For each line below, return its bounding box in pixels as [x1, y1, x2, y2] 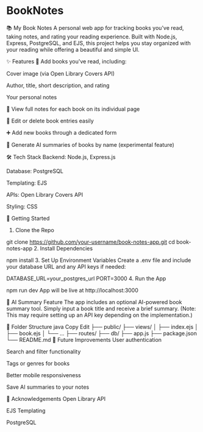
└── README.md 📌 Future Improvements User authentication [6, 336, 162, 343]
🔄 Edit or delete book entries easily [6, 117, 94, 124]
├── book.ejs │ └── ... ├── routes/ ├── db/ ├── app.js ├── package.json [6, 330, 197, 337]
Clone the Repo [15, 226, 55, 233]
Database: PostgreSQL [6, 167, 64, 174]
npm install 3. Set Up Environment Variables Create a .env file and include [6, 257, 191, 264]
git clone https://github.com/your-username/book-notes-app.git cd [6, 238, 176, 246]
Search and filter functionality [6, 348, 81, 355]
